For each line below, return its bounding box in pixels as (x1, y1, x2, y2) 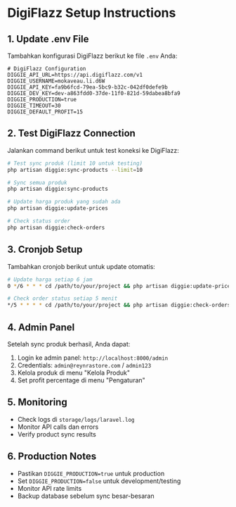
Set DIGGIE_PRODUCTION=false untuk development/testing (17, 477, 181, 485)
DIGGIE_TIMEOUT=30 (7, 102, 61, 109)
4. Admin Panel (7, 321, 75, 333)
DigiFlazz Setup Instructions (7, 5, 176, 21)
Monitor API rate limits (17, 484, 82, 492)
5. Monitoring (7, 396, 68, 408)
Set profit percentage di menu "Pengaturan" (17, 375, 145, 384)
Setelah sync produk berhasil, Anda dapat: (7, 339, 131, 348)
